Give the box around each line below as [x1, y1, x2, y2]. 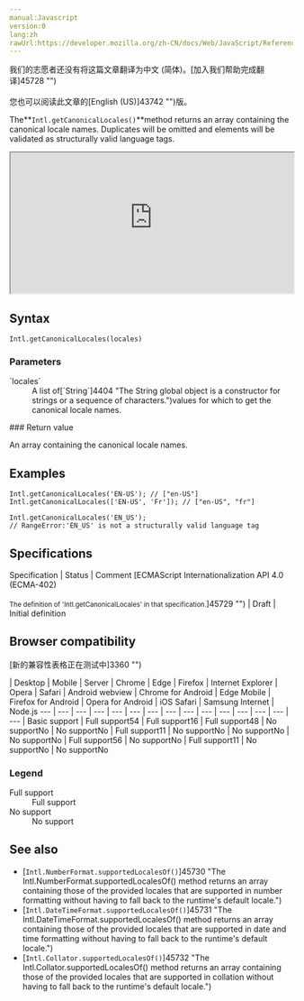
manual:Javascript [9, 13, 78, 23]
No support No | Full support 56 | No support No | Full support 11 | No [9, 734, 257, 745]
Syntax [9, 310, 50, 326]
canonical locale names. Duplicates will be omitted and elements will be [9, 124, 275, 135]
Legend [9, 767, 43, 779]
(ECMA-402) [9, 579, 57, 590]
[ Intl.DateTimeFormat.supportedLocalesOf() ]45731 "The [22, 904, 232, 915]
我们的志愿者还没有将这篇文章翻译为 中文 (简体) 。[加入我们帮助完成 [9, 64, 257, 75]
